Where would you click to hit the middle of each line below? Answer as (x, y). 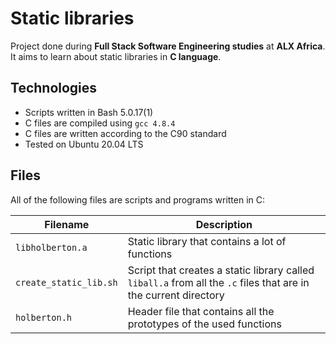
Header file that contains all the (201, 311)
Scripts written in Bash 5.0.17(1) (89, 112)
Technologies (54, 88)
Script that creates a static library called (221, 270)
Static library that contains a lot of (207, 241)
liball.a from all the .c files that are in (218, 282)
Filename (67, 224)
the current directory (176, 295)
